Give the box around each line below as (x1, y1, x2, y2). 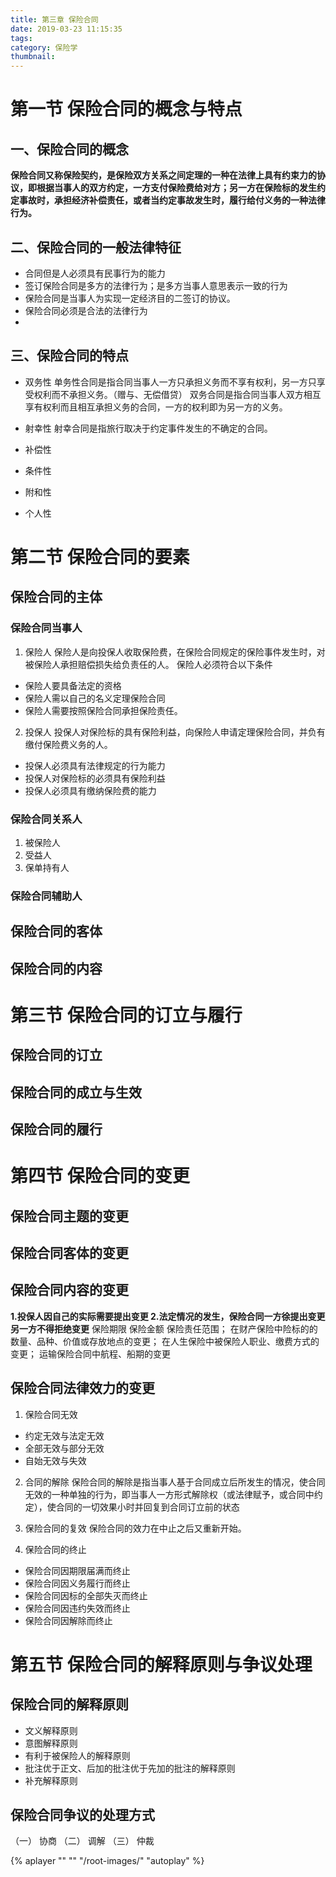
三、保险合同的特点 (10, 347, 129, 365)
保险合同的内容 (10, 960, 103, 977)
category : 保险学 (10, 42, 78, 53)
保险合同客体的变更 (10, 1244, 129, 1261)
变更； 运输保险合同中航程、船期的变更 (10, 1347, 171, 1360)
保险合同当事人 (10, 621, 83, 635)
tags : (10, 33, 33, 43)
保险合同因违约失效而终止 (24, 1602, 131, 1614)
